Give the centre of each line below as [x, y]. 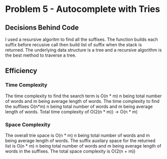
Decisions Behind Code [42, 28]
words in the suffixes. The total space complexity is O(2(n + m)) [70, 151]
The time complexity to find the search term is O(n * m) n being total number [83, 96]
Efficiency [21, 71]
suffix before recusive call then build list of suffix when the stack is [74, 45]
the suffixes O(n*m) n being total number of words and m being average [79, 106]
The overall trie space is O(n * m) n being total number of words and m [78, 135]
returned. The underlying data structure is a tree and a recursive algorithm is [83, 50]
